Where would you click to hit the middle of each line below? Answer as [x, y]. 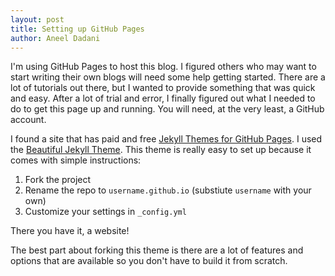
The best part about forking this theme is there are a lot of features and [157, 250]
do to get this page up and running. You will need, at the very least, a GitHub [167, 109]
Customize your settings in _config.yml [105, 212]
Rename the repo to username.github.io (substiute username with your [168, 190]
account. [28, 120]
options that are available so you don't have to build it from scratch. [149, 261]
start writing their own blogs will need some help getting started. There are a [168, 77]
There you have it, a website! [70, 231]
